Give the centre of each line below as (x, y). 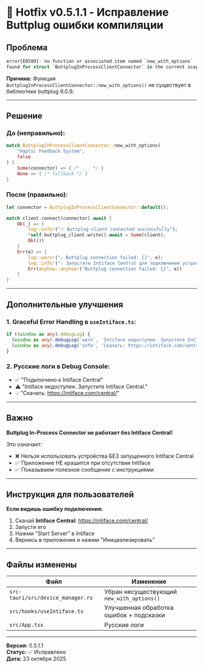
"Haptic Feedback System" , (51, 151)
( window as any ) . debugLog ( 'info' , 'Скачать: (69, 345)
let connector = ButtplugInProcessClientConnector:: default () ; (88, 207)
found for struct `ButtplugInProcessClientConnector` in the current (96, 67)
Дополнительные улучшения (65, 304)
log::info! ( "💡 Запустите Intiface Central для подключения (104, 263)
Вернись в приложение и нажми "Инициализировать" (85, 540)
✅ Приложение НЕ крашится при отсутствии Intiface (83, 463)
